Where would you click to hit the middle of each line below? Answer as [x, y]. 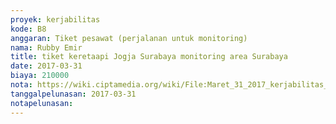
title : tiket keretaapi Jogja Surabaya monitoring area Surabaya [149, 57]
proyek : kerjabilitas [55, 19]
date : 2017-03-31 [46, 66]
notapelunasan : [42, 103]
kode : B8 [28, 29]
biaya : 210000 [40, 76]
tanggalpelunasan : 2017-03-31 [73, 94]
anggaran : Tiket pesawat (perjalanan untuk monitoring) [129, 38]
